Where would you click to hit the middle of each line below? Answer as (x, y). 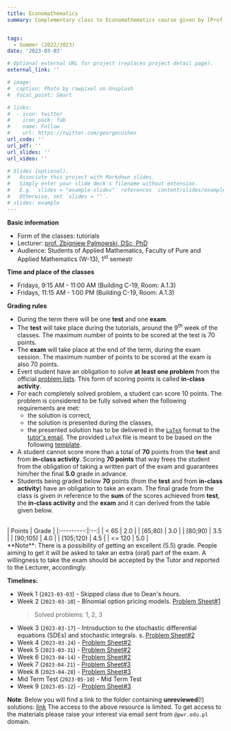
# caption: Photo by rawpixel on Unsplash (70, 89)
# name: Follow (33, 127)
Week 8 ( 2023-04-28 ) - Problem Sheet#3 (74, 671)
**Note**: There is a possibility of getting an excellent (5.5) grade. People (112, 545)
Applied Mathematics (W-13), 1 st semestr (75, 258)
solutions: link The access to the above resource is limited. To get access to (114, 707)
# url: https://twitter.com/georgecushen (72, 133)
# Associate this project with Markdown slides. (81, 177)
